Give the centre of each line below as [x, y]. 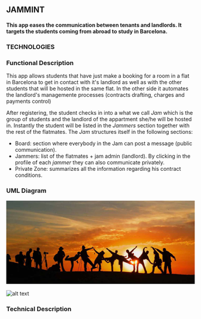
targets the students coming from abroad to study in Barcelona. [87, 31]
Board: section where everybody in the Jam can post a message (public [103, 143]
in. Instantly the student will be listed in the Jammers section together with [98, 125]
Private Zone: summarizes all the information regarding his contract [98, 169]
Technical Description [39, 309]
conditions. [29, 175]
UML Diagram [26, 191]
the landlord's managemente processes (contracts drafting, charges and [95, 95]
